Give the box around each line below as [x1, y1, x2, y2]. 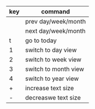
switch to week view [25, 56, 81, 63]
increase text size [25, 84, 74, 92]
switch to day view [25, 46, 77, 54]
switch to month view [25, 65, 84, 73]
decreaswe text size [25, 94, 81, 101]
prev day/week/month [25, 18, 86, 25]
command [41, 8, 70, 15]
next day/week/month [25, 27, 86, 35]
